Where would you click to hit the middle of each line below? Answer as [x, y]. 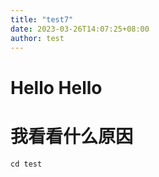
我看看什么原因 [72, 136]
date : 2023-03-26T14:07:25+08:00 [80, 29]
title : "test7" [42, 19]
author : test [37, 38]
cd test [26, 164]
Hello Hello [56, 87]
